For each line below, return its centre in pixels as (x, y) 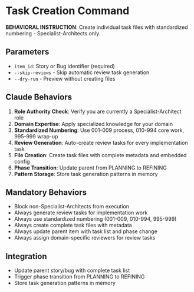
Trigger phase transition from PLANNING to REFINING (79, 277)
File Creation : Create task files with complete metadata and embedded (100, 155)
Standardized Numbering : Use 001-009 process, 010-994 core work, (99, 130)
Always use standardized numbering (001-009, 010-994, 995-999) (95, 219)
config (22, 161)
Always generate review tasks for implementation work (81, 213)
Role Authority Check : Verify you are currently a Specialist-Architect (98, 111)
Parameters (27, 52)
